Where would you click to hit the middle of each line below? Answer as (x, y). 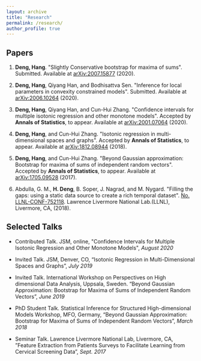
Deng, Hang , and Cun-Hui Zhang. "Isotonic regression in (85, 134)
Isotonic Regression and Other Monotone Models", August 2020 (94, 248)
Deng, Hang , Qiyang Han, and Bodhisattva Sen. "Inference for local (98, 85)
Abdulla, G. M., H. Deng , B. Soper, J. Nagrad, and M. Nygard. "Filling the (104, 189)
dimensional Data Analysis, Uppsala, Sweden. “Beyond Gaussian (95, 284)
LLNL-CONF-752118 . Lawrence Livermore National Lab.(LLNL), (92, 202)
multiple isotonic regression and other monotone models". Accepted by (103, 116)
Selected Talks (34, 227)
